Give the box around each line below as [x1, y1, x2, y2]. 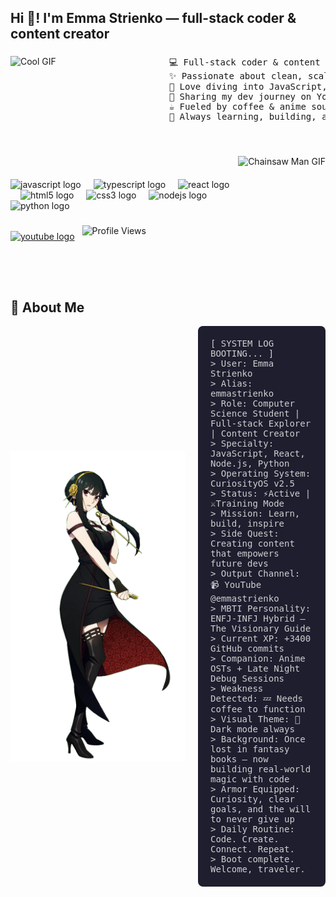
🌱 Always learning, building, [168, 111, 317, 123]
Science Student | [210, 408, 301, 420]
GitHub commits [210, 643, 285, 655]
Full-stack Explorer [210, 418, 312, 430]
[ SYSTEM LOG [210, 338, 275, 350]
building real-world [210, 764, 312, 775]
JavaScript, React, [210, 448, 306, 460]
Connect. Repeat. [210, 844, 295, 855]
